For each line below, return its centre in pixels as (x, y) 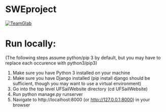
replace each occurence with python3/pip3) (51, 63)
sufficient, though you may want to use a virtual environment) (77, 83)
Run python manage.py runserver (48, 94)
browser (21, 105)
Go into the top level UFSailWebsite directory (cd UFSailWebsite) (80, 89)
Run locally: (31, 44)
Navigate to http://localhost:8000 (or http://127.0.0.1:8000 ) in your (81, 99)
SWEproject (31, 9)
